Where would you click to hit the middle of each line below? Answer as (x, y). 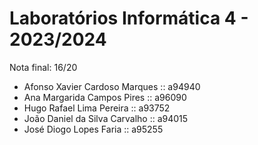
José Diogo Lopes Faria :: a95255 (93, 129)
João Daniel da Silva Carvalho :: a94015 (106, 118)
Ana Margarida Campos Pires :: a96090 (105, 97)
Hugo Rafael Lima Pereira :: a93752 (97, 108)
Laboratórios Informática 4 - (129, 18)
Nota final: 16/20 (43, 67)
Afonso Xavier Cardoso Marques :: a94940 (112, 86)
